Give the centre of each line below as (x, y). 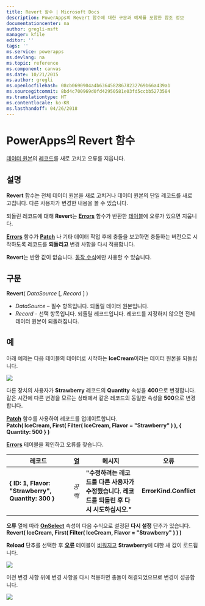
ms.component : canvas (34, 69)
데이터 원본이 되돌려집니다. (47, 322)
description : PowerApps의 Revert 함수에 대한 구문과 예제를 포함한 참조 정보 (95, 18)
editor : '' (20, 40)
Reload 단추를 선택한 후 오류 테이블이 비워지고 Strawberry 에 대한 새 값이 (94, 545)
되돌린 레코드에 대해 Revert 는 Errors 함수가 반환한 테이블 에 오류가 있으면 (94, 216)
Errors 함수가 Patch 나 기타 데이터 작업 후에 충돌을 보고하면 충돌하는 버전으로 (99, 237)
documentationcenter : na (38, 23)
